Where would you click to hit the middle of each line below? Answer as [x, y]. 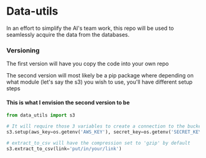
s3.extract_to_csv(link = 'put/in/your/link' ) [64, 149]
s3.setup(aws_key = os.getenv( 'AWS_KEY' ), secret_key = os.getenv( [89, 132]
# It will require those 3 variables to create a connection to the [96, 126]
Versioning [23, 50]
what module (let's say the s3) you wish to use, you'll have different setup [100, 82]
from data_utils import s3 [41, 115]
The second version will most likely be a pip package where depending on [100, 76]
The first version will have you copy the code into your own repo [88, 64]
